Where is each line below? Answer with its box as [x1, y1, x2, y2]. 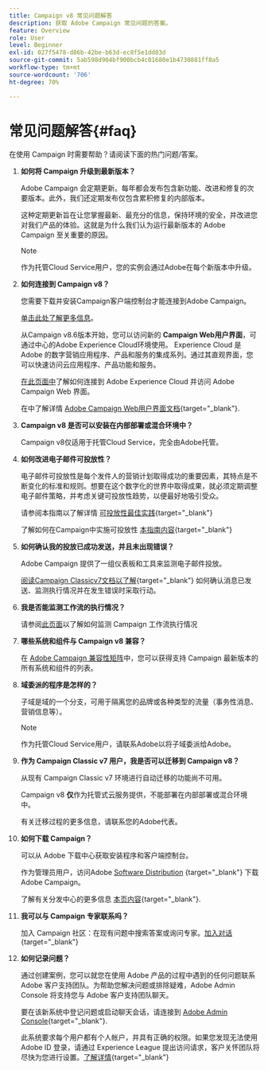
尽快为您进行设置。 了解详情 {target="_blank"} [20, 1052, 169, 1062]
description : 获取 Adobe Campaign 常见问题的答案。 [9, 19, 172, 27]
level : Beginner [9, 41, 63, 49]
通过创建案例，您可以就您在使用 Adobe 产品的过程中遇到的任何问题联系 [20, 971, 256, 980]
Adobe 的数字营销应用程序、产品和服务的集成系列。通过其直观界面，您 [20, 350, 254, 360]
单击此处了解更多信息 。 [20, 313, 98, 323]
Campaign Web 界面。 [20, 387, 95, 396]
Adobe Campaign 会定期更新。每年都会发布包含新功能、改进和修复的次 [20, 184, 254, 193]
